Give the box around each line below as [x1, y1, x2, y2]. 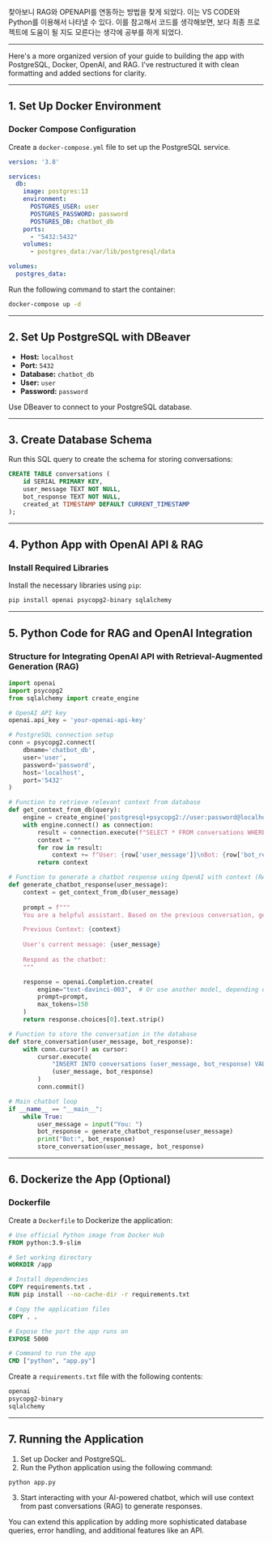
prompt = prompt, [37, 993, 89, 1001]
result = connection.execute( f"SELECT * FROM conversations [37, 828, 244, 836]
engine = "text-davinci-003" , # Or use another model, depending [37, 985, 259, 994]
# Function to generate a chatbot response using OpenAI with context [8, 874, 252, 882]
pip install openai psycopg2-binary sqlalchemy [8, 596, 172, 605]
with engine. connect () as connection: [23, 821, 154, 829]
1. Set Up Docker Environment [8, 100, 162, 113]
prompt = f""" [23, 903, 70, 912]
